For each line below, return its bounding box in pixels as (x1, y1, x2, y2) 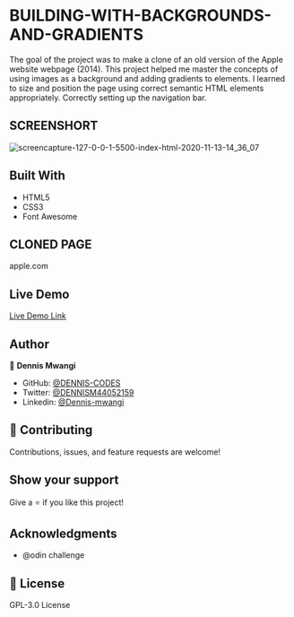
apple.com (9, 261, 49, 272)
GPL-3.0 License (9, 600, 71, 611)
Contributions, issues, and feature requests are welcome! (9, 446, 221, 457)
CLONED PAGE (9, 237, 92, 252)
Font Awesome (22, 211, 78, 222)
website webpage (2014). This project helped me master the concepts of (9, 64, 279, 74)
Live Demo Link (9, 310, 67, 321)
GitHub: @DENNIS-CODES (22, 378, 121, 388)
